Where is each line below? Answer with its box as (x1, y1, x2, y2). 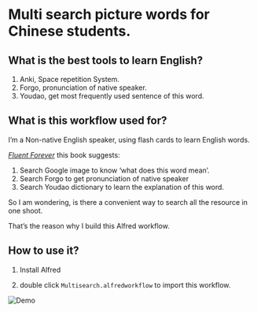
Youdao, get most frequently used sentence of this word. (19, 91, 204, 100)
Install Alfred (19, 265, 61, 274)
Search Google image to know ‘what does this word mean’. (19, 165, 210, 175)
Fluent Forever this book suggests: (8, 150, 120, 159)
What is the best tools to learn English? (8, 54, 204, 67)
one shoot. (8, 206, 43, 215)
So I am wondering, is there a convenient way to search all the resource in (8, 197, 248, 206)
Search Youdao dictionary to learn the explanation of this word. (19, 182, 225, 191)
